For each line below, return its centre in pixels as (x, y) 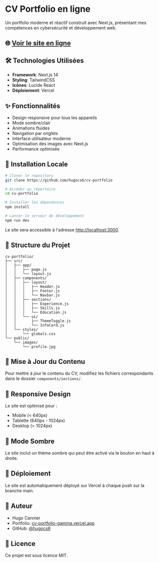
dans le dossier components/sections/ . (44, 379)
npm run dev (17, 220)
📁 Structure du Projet (38, 245)
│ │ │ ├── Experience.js (37, 304)
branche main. (20, 490)
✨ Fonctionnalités (33, 106)
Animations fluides (31, 128)
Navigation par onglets (35, 133)
